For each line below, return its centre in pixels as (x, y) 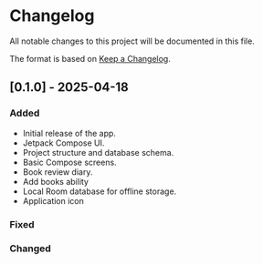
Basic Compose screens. (69, 162)
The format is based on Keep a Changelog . (90, 58)
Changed (31, 249)
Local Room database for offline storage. (100, 191)
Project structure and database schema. (98, 152)
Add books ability (56, 181)
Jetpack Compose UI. (63, 143)
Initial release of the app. (69, 133)
